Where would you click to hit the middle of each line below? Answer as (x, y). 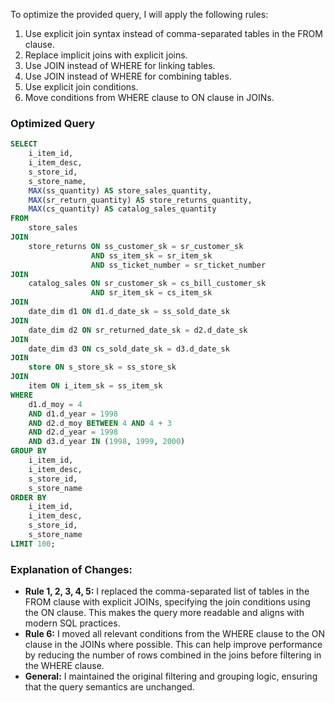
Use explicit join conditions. (81, 87)
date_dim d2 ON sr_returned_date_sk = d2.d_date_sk (138, 330)
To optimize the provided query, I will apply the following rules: (139, 14)
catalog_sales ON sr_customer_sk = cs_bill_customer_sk (147, 284)
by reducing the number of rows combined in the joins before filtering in (173, 655)
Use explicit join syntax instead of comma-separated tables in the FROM (173, 33)
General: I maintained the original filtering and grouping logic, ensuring (171, 676)
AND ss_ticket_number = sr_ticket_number (178, 265)
